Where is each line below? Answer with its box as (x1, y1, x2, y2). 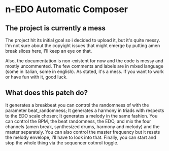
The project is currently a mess (5, 24, 106, 32)
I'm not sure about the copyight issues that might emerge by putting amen (5, 43, 160, 49)
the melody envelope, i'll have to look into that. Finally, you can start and (5, 134, 156, 140)
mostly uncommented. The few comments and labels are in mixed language (5, 63, 164, 69)
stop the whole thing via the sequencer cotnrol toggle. (5, 139, 119, 145)
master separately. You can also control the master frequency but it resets (5, 129, 160, 135)
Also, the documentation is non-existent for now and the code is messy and (5, 58, 163, 64)
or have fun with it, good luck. (5, 74, 67, 80)
